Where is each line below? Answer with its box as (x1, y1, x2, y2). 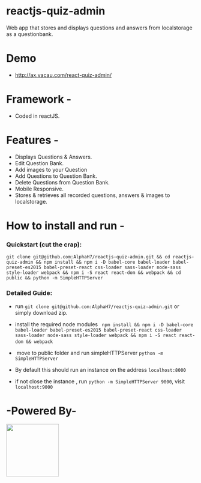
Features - (6, 133, 59, 147)
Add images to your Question (14, 166, 88, 173)
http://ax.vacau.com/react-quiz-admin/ (14, 71, 112, 79)
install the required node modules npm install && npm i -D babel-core (14, 320, 194, 328)
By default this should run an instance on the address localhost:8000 (14, 366, 187, 373)
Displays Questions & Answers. (14, 153, 92, 160)
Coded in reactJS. (14, 112, 60, 120)
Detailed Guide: (6, 289, 53, 297)
